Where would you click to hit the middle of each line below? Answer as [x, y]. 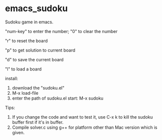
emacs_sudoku [36, 9]
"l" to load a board [23, 69]
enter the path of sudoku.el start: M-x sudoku [58, 98]
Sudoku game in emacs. [29, 22]
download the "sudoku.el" [38, 87]
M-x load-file [25, 93]
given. [18, 132]
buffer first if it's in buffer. [38, 122]
